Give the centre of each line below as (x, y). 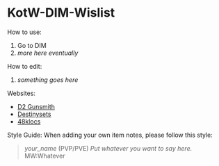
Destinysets (34, 114)
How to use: (24, 32)
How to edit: (25, 66)
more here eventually (48, 53)
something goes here (48, 80)
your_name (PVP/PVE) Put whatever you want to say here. (108, 148)
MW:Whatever (44, 156)
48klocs (29, 121)
